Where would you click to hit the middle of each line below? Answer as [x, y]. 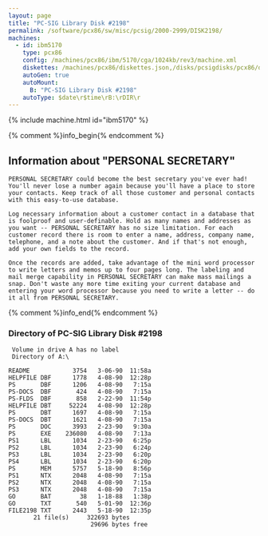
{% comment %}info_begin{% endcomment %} [87, 136]
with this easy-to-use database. [64, 201]
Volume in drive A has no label [65, 350]
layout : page [30, 16]
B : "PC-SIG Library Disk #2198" [83, 90]
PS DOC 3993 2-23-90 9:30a [80, 427]
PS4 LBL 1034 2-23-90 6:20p [80, 462]
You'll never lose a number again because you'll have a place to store [132, 186]
